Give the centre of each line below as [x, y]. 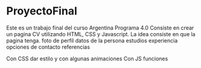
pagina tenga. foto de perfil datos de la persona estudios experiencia [92, 40]
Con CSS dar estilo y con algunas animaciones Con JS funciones [87, 58]
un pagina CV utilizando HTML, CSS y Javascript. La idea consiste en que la [101, 34]
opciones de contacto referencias [48, 47]
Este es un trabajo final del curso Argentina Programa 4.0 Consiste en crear [100, 28]
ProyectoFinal [42, 11]
